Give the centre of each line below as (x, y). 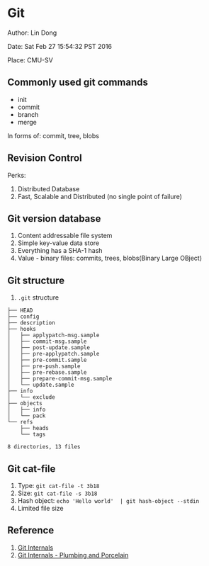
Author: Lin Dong (32, 33)
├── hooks (22, 329)
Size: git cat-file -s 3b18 (57, 493)
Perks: (17, 175)
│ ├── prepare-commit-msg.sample (60, 379)
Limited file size (40, 508)
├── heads (35, 429)
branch (28, 114)
